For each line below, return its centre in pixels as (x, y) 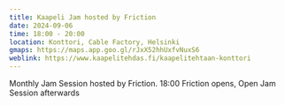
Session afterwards (44, 93)
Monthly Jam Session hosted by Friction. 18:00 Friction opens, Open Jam (142, 83)
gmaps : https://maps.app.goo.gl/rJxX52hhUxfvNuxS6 (104, 50)
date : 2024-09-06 (41, 26)
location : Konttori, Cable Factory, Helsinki (94, 42)
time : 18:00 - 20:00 (47, 34)
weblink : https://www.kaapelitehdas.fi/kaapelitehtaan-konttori (130, 58)
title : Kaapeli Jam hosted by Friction (83, 17)
